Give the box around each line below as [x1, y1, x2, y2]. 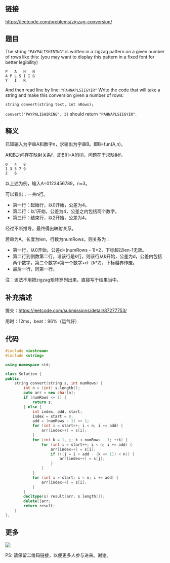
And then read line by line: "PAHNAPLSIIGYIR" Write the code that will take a [5, 87, 160, 93]
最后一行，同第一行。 [12, 266, 57, 272]
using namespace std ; [5, 362, 51, 367]
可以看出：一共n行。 [5, 191, 48, 197]
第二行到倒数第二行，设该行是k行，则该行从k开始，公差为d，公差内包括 [12, 253, 162, 260]
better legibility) [5, 59, 38, 65]
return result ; [23, 504, 56, 509]
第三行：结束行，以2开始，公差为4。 [12, 215, 90, 221]
